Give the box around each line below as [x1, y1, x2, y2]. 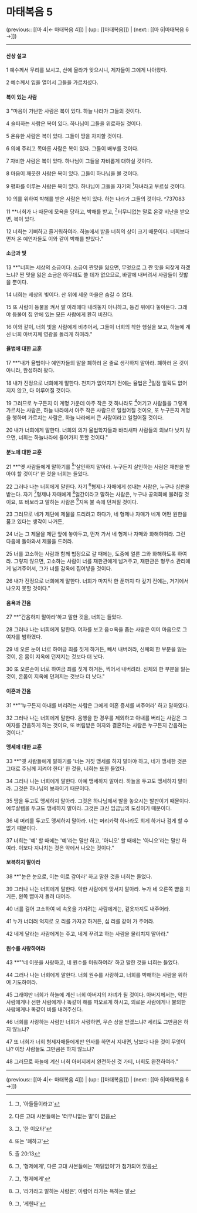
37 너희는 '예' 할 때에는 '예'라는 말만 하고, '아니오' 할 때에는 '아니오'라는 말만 [6, 836, 181, 844]
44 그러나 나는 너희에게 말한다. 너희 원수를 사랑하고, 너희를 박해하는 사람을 [6, 972, 177, 979]
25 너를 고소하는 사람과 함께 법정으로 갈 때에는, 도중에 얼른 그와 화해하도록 [6, 550, 176, 557]
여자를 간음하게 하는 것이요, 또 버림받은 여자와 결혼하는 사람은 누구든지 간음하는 [6, 721, 188, 728]
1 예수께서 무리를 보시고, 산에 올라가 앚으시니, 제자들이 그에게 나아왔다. [6, 66, 168, 73]
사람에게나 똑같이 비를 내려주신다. [6, 1006, 83, 1013]
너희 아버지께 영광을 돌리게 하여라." [12, 330, 93, 338]
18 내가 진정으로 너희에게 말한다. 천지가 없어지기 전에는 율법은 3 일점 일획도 [6, 378, 177, 387]
